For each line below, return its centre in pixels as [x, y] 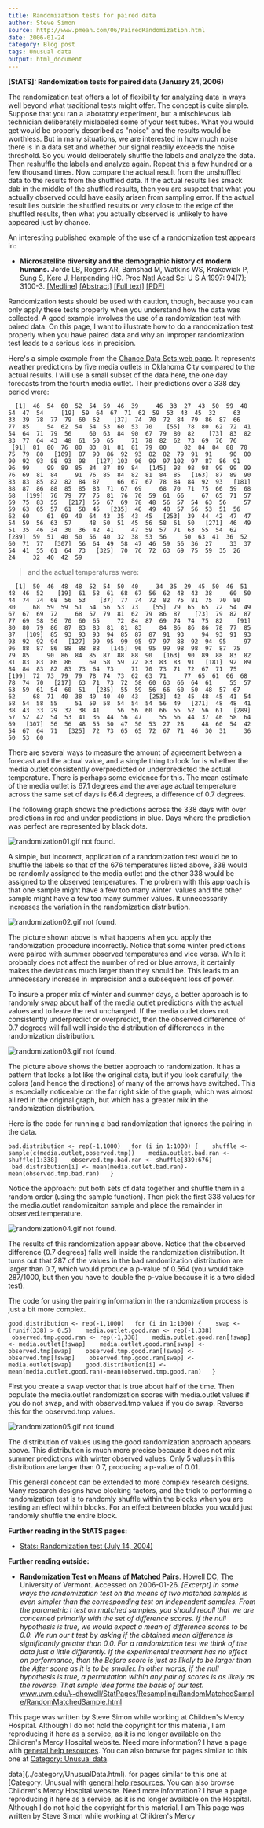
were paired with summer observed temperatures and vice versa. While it [127, 954]
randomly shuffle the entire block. [63, 1515]
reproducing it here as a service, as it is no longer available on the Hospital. [130, 1799]
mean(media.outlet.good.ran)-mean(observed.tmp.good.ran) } [112, 1372]
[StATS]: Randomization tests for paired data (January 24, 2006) [116, 81]
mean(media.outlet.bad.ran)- [140, 1167]
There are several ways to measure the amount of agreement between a [125, 752]
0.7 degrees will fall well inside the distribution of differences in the [117, 1028]
